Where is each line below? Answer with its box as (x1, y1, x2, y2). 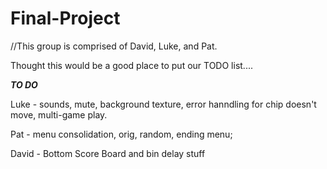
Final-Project (10, 7, 121, 30)
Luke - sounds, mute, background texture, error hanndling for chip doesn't (10, 98, 317, 110)
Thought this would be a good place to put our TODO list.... (10, 59, 253, 71)
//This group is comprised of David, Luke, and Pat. (10, 40, 218, 52)
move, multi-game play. (10, 108, 108, 121)
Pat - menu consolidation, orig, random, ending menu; (10, 128, 233, 140)
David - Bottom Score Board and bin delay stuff (10, 147, 206, 159)
